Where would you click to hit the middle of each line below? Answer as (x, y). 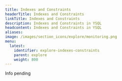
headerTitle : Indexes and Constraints (45, 14)
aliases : (14, 32)
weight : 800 (26, 60)
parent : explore (31, 55)
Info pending (18, 73)
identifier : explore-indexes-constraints (57, 50)
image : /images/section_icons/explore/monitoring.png (61, 37)
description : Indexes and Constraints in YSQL (53, 23)
